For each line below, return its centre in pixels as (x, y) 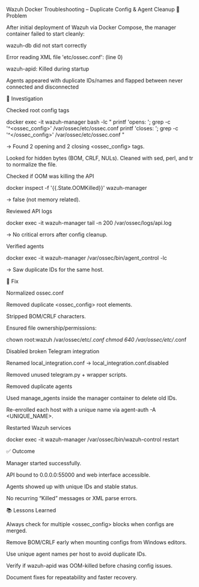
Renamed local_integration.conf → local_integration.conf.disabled (87, 363)
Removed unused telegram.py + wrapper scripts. (67, 375)
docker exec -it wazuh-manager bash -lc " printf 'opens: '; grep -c (88, 122)
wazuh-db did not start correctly (47, 46)
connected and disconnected (43, 87)
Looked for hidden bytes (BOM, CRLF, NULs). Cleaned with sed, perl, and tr (100, 158)
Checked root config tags (38, 110)
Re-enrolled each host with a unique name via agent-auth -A (81, 410)
